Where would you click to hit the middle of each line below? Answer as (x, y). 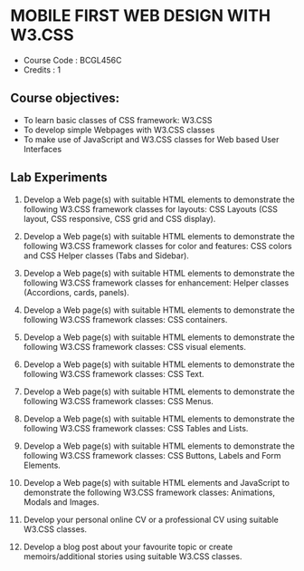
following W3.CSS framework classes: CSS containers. (125, 319)
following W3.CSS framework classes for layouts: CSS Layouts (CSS (151, 208)
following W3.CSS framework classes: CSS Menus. (118, 401)
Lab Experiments (59, 178)
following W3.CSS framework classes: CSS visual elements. (135, 346)
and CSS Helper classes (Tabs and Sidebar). (106, 256)
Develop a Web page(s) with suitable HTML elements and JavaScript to (157, 482)
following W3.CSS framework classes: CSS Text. (114, 373)
